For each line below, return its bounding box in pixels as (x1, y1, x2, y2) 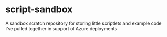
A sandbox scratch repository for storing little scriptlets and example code (5, 20, 162, 26)
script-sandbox (5, 4, 73, 15)
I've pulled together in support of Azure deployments (5, 25, 117, 31)
